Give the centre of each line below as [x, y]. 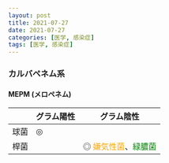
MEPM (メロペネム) [40, 94]
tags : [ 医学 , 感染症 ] [41, 45]
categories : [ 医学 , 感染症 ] [51, 37]
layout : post [30, 15]
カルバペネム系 [37, 74]
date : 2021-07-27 [37, 30]
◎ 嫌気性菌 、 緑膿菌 [119, 146]
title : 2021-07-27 [38, 23]
